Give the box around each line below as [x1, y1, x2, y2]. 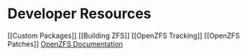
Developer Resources [7, 5, 152, 23]
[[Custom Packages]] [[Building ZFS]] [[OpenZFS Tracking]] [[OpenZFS [7, 31, 240, 40]
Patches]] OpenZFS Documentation [7, 39, 123, 48]
